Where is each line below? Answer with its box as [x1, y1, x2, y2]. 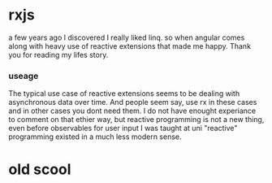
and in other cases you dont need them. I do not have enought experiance [8, 106, 257, 115]
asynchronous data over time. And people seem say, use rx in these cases [8, 98, 257, 107]
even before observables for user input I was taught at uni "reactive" [8, 124, 238, 133]
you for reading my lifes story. [8, 50, 109, 59]
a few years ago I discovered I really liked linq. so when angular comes [8, 33, 245, 42]
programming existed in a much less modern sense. [8, 132, 182, 142]
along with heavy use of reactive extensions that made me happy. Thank [8, 41, 252, 50]
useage [8, 70, 39, 81]
